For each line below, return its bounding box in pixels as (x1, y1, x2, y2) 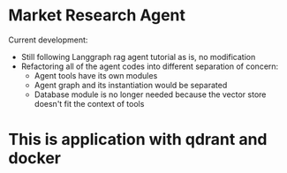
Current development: (8, 34, 88, 45)
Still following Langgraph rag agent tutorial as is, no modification (20, 51, 256, 62)
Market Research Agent (8, 5, 186, 26)
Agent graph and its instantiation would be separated (34, 79, 228, 90)
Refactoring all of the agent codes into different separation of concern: (20, 61, 279, 71)
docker (8, 148, 61, 169)
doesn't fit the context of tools (34, 98, 145, 109)
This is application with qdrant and (8, 130, 268, 150)
